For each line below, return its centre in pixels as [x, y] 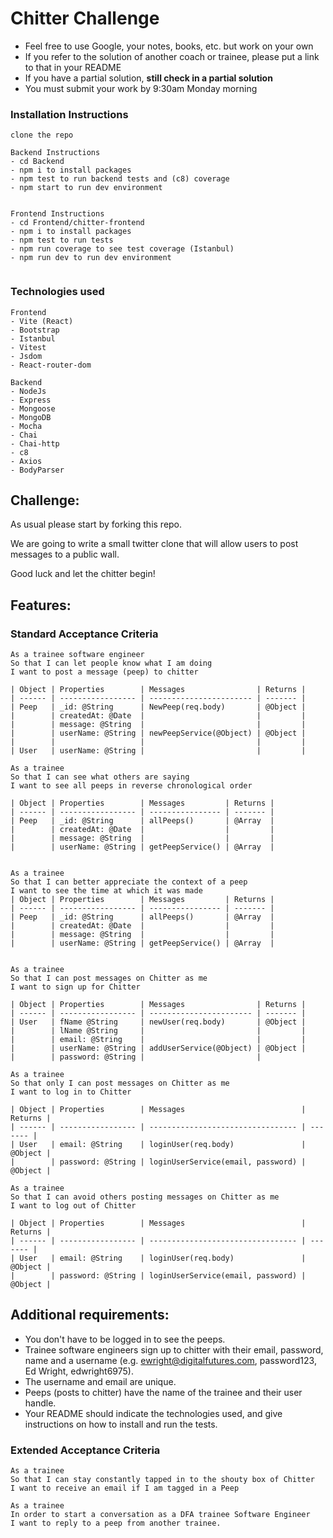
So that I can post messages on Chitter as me [109, 978]
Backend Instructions [55, 153]
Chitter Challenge [85, 18]
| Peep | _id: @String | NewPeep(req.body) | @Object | [158, 707]
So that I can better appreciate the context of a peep [129, 882]
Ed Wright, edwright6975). [79, 1371]
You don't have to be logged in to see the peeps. [125, 1339]
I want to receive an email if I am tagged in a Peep [125, 1488]
